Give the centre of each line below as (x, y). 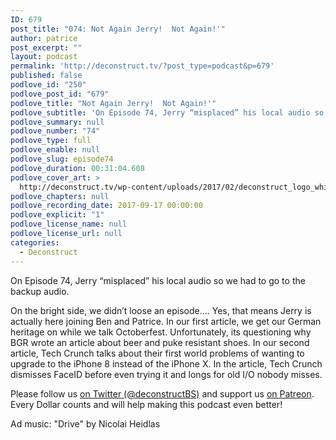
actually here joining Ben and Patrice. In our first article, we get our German (166, 321)
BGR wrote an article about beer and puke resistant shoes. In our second (160, 342)
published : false (46, 76)
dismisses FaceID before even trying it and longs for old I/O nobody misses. (166, 374)
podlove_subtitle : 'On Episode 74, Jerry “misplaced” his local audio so (167, 112)
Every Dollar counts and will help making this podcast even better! (146, 404)
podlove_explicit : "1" (57, 215)
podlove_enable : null (55, 150)
